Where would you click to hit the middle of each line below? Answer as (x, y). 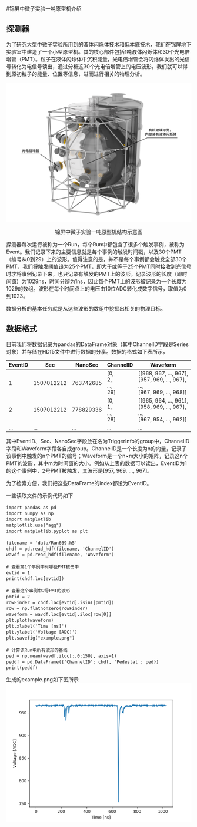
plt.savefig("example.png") (41, 638)
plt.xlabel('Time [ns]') (36, 627)
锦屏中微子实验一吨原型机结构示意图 (99, 232)
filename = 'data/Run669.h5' (42, 543)
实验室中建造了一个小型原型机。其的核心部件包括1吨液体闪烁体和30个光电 (96, 51)
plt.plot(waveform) (30, 621)
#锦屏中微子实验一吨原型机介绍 (44, 9)
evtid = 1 (18, 573)
